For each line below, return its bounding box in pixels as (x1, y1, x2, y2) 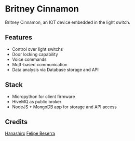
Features (5, 33, 32, 42)
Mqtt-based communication (12, 61, 67, 67)
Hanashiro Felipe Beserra (5, 130, 55, 136)
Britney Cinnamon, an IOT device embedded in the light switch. (5, 19, 131, 25)
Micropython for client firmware (12, 93, 76, 99)
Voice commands (12, 56, 47, 62)
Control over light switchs (12, 46, 63, 52)
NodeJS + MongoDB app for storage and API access (12, 104, 117, 110)
